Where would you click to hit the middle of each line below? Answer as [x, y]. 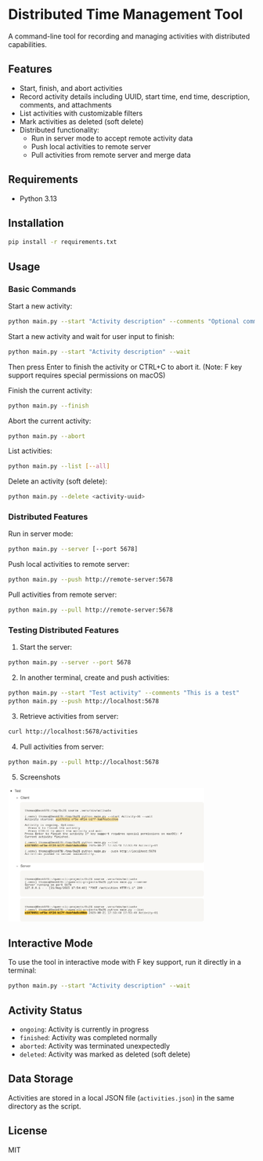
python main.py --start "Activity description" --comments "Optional [124, 321]
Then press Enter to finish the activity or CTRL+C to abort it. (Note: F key [125, 367]
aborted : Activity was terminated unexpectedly [95, 1046]
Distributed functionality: [59, 130]
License [28, 1131]
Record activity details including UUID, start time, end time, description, [135, 97]
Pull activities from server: [61, 747]
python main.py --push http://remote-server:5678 [91, 580]
